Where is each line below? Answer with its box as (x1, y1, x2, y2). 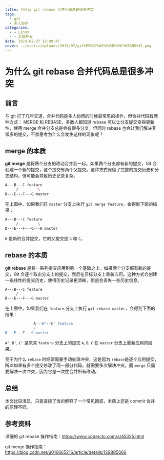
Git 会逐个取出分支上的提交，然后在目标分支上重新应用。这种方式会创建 (13, 271, 158, 277)
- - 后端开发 (9, 35, 33, 40)
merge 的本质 (5, 147, 46, 155)
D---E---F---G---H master (5, 226, 58, 231)
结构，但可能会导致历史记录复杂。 (9, 173, 78, 179)
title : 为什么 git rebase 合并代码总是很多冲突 (5, 7, 94, 12)
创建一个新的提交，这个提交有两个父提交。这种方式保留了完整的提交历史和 (5, 167, 155, 173)
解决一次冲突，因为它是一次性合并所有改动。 (9, 368, 99, 374)
